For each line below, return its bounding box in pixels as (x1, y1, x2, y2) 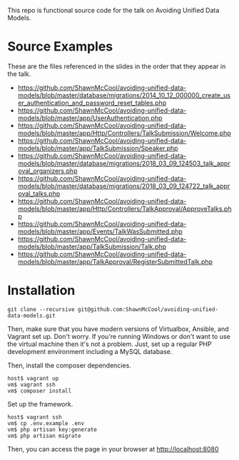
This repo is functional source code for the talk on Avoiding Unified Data (7, 6, 220, 14)
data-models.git (7, 312, 56, 319)
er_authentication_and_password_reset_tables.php (17, 98, 167, 107)
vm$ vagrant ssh (7, 381, 56, 388)
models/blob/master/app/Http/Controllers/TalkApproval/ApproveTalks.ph (17, 204, 232, 213)
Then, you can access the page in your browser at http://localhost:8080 (7, 444, 219, 453)
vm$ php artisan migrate (7, 432, 81, 439)
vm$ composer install (7, 387, 72, 394)
